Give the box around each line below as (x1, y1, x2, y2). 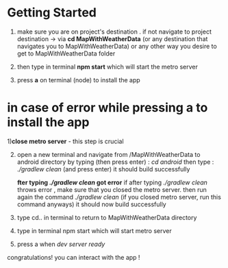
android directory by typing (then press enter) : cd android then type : (16, 158, 214, 166)
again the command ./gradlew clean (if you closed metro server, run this (16, 193, 221, 201)
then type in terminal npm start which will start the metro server (16, 62, 199, 71)
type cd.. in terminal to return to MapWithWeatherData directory (16, 213, 197, 221)
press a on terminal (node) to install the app (16, 75, 140, 84)
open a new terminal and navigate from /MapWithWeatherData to (16, 150, 201, 158)
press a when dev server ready (16, 240, 105, 248)
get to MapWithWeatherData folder (16, 49, 116, 58)
